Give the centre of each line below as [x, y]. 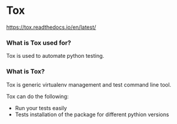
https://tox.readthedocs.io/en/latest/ [51, 27]
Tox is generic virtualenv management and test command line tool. [89, 84]
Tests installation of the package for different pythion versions [92, 114]
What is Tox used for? [39, 43]
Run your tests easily [41, 108]
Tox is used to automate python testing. [55, 56]
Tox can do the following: [38, 96]
